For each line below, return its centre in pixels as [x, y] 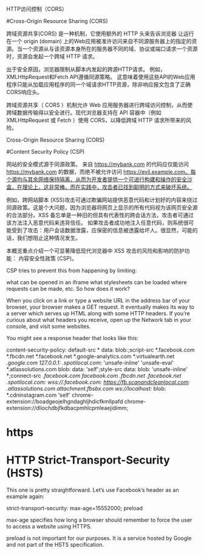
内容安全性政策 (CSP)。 [48, 258]
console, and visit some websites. [49, 326]
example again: [25, 496]
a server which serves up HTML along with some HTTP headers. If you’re [98, 313]
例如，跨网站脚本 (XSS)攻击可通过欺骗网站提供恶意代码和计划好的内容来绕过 [102, 200]
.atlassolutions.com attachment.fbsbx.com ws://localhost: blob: [86, 388]
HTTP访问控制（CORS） [37, 9]
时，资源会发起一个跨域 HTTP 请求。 [52, 56]
